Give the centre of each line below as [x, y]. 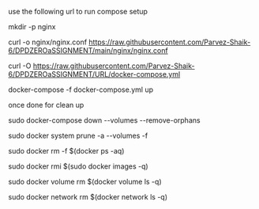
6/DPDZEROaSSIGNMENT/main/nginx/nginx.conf [88, 50]
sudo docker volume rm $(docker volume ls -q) [85, 182]
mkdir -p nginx [32, 27]
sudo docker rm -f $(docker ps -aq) [66, 151]
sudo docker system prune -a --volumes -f [78, 135]
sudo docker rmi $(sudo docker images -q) [78, 166]
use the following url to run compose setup [78, 11]
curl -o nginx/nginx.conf [48, 42]
